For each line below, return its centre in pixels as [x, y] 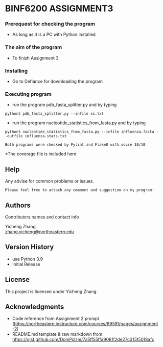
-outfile [14, 136]
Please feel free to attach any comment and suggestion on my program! [80, 190]
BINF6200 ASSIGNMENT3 [59, 9]
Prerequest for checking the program [50, 24]
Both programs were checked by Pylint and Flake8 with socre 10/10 [75, 145]
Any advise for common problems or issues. [50, 181]
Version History [29, 247]
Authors [18, 205]
